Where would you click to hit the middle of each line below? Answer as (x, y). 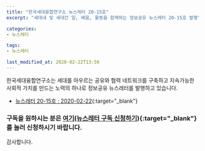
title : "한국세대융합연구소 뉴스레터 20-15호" (58, 12)
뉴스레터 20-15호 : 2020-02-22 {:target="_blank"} (76, 101)
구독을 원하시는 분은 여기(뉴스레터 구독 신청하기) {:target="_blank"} (102, 118)
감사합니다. (20, 142)
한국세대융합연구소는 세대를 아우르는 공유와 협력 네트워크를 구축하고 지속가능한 (100, 80)
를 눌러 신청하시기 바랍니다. (44, 127)
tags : (13, 46)
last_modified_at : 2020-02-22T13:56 (53, 62)
